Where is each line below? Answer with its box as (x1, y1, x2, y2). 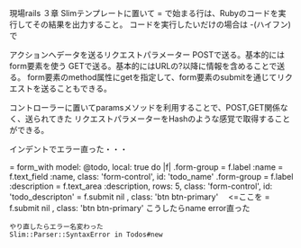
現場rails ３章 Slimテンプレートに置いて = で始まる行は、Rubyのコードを (9, 8, 278, 18)
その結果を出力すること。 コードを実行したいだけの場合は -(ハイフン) (32, 19, 291, 30)
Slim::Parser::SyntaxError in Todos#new (9, 230, 164, 239)
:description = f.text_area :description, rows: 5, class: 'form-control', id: (9, 181, 273, 191)
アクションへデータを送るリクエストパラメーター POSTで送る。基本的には (9, 49, 286, 60)
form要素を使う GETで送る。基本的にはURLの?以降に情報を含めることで (9, 61, 278, 71)
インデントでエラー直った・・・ (9, 144, 128, 155)
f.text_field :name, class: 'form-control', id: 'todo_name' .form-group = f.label (9, 172, 294, 182)
